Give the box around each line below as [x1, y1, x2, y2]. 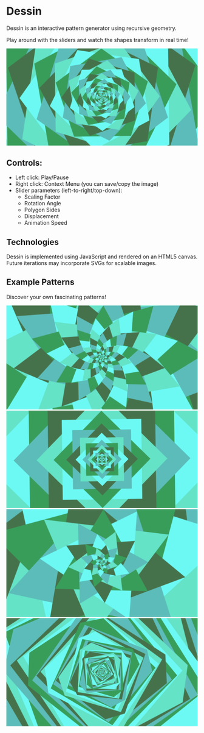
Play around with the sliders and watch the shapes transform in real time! [6, 36, 189, 43]
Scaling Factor [24, 193, 61, 200]
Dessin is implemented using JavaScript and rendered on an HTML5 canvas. [6, 253, 198, 260]
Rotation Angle [24, 200, 61, 207]
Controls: [6, 157, 42, 168]
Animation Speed [24, 219, 68, 227]
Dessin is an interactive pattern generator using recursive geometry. [6, 24, 177, 32]
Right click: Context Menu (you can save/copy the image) [15, 180, 159, 188]
